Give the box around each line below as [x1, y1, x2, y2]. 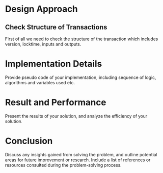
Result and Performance [5, 97, 107, 108]
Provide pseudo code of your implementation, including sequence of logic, [5, 74, 156, 80]
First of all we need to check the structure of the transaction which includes [5, 36, 158, 42]
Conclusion [5, 136, 53, 147]
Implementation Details [5, 58, 102, 70]
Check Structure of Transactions [5, 23, 108, 31]
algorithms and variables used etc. [5, 79, 75, 85]
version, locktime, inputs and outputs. [5, 41, 81, 47]
